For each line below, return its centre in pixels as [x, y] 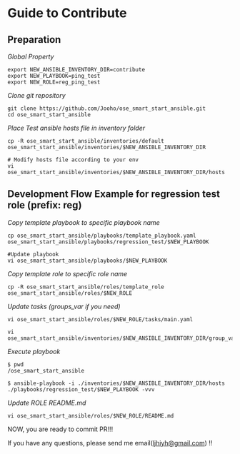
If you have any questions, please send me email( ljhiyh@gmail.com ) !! [110, 443]
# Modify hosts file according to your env [73, 160]
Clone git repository [36, 95]
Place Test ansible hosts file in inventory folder [76, 128]
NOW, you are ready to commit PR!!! [60, 429]
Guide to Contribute [67, 13]
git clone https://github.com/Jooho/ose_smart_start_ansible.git [106, 109]
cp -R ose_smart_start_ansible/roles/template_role [86, 287]
